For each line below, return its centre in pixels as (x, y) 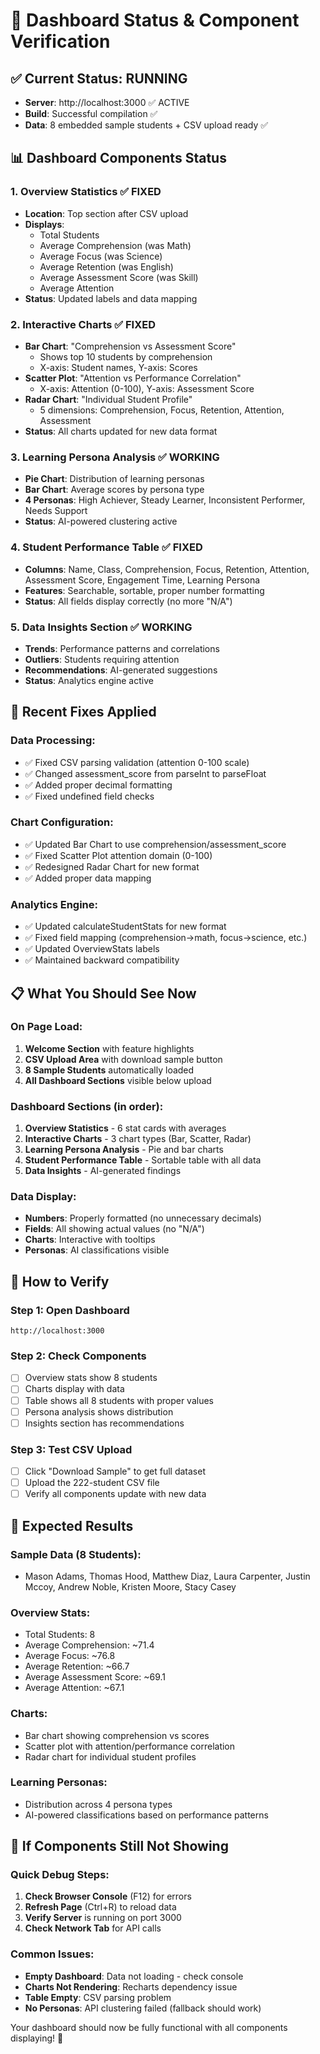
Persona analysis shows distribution (99, 1411)
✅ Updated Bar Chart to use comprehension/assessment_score (155, 844)
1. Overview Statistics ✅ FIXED (86, 192)
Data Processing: (53, 741)
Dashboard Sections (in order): (87, 1106)
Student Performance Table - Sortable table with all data (143, 1160)
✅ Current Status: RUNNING (99, 78)
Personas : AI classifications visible (97, 1250)
